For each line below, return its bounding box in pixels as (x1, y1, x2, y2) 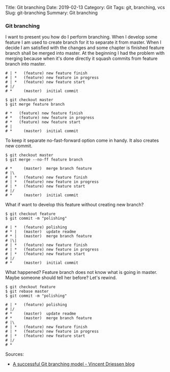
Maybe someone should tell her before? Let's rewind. (5, 274, 117, 281)
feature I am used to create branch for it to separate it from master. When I (5, 39, 161, 45)
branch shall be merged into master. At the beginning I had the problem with (5, 50, 165, 56)
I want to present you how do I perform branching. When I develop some (5, 34, 158, 40)
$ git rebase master (5, 289, 49, 294)
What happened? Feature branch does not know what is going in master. (5, 269, 158, 275)
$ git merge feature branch (5, 102, 65, 107)
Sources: (5, 351, 24, 357)
